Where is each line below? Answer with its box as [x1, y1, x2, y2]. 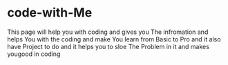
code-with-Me [7, 5, 93, 21]
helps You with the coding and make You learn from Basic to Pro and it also [7, 35, 221, 43]
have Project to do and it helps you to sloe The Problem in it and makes [7, 42, 209, 50]
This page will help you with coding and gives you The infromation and [7, 28, 209, 36]
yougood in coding [7, 50, 61, 58]
